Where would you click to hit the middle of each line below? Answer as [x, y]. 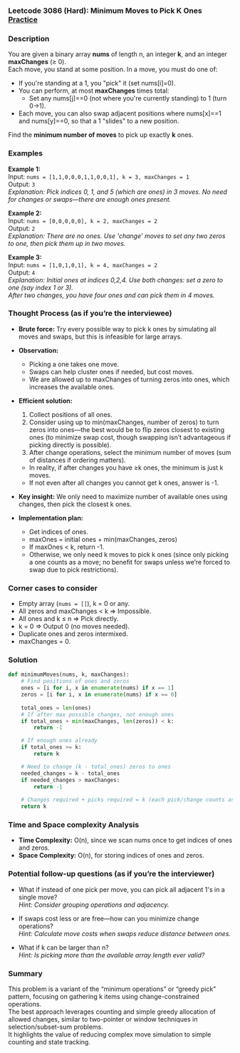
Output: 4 [22, 272]
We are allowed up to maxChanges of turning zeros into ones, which [129, 379]
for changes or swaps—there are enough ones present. [90, 199]
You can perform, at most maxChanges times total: [94, 91]
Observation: [38, 350]
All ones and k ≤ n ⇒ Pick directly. [68, 619]
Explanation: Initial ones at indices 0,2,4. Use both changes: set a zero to [116, 279]
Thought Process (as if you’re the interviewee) [90, 314]
